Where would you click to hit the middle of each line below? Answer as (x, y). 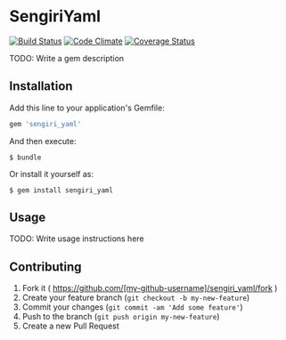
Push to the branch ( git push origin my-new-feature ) (121, 317)
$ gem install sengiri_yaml (61, 190)
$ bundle (25, 158)
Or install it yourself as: (51, 174)
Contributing (45, 267)
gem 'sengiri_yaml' (45, 124)
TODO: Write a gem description (67, 58)
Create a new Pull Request (71, 326)
